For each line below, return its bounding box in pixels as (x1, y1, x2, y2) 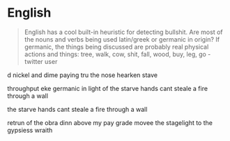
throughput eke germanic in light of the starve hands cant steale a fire (7, 84, 208, 92)
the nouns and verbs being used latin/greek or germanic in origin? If (24, 35, 220, 43)
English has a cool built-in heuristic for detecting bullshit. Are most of (24, 28, 223, 36)
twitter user (24, 57, 58, 65)
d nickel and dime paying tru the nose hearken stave (7, 71, 158, 79)
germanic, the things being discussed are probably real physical (24, 42, 209, 51)
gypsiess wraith (7, 126, 53, 134)
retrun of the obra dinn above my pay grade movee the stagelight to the (7, 118, 213, 126)
